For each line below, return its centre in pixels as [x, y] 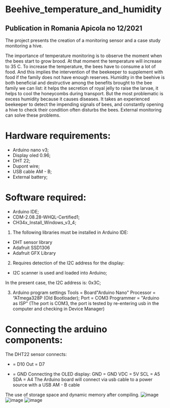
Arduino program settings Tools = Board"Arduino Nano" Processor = [84, 292]
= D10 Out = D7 [29, 364]
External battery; [30, 177]
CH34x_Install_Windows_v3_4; [44, 222]
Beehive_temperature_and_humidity [83, 9]
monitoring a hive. [24, 46]
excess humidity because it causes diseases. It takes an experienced [77, 99]
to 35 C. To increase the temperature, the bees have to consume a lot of [81, 66]
